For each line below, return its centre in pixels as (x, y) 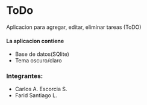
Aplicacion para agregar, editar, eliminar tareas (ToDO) (74, 27)
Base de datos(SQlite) (42, 54)
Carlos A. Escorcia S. (41, 89)
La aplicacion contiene (35, 41)
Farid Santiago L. (36, 95)
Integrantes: (25, 76)
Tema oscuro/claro (38, 61)
